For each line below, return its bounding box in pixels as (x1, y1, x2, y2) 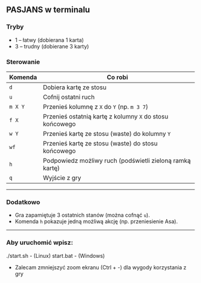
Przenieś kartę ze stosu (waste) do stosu (42, 139, 158, 147)
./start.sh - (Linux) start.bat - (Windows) (6, 252, 105, 259)
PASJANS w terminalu (6, 5, 90, 15)
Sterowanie (6, 57, 41, 66)
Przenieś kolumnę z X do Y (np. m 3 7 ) (42, 102, 148, 111)
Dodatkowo (6, 197, 41, 206)
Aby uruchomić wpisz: (6, 239, 74, 247)
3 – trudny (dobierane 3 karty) (14, 42, 89, 50)
